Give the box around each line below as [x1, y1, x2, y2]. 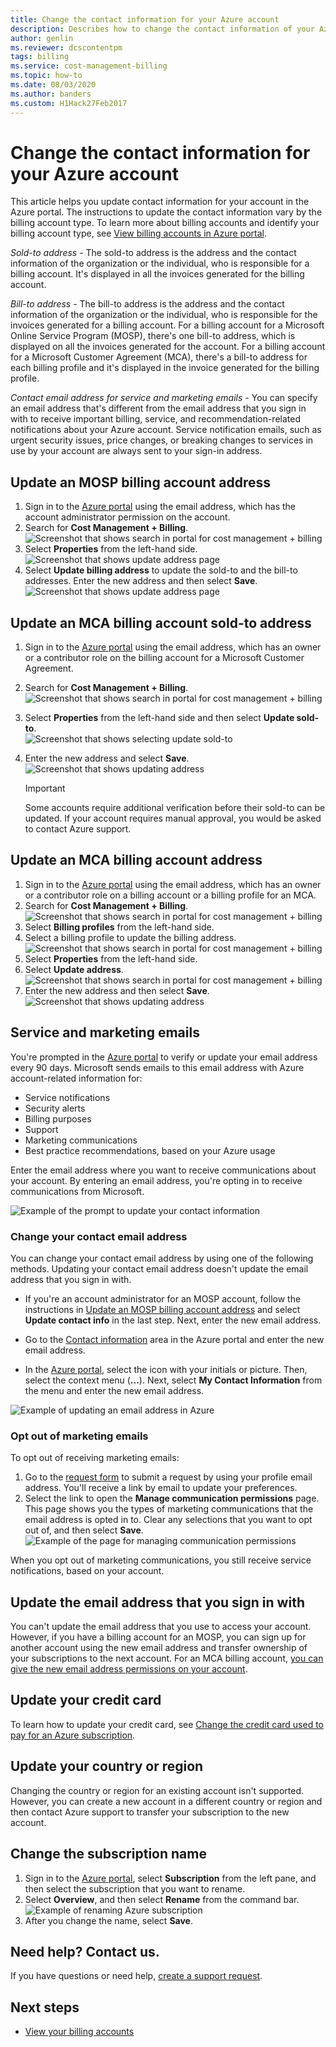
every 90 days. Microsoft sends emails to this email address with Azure [10, 1061, 305, 1073]
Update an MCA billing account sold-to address [10, 614, 312, 631]
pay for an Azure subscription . [10, 1729, 136, 1741]
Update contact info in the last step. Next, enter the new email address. [24, 1314, 322, 1326]
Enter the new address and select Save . [24, 752, 190, 765]
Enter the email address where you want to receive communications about [10, 1164, 317, 1176]
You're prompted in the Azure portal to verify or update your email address [10, 1051, 318, 1063]
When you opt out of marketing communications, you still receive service [10, 1554, 312, 1566]
